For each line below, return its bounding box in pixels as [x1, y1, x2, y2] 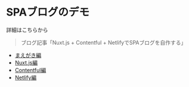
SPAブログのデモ [6, 5, 90, 19]
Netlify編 [14, 74, 37, 81]
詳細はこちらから [6, 26, 48, 33]
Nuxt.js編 [14, 59, 38, 66]
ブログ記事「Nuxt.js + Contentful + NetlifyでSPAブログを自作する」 [20, 39, 187, 46]
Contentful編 [14, 66, 47, 73]
